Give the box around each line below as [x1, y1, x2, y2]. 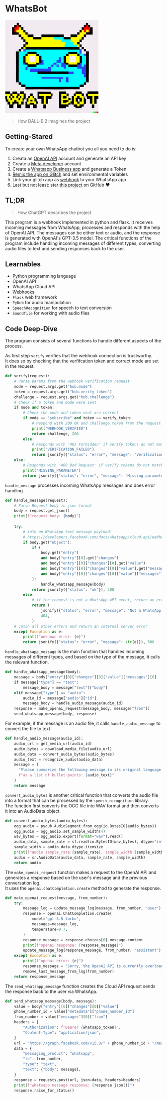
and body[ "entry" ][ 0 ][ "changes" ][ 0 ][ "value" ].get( [40, 566, 148, 571]
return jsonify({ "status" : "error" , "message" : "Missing [23, 473, 143, 478]
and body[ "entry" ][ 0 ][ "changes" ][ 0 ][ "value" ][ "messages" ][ [40, 571, 166, 576]
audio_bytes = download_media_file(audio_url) [14, 746, 112, 752]
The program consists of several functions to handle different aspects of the [5, 338, 162, 344]
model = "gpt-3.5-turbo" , [31, 916, 81, 921]
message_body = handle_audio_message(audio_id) [23, 701, 123, 706]
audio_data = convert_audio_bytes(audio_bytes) [14, 752, 114, 757]
